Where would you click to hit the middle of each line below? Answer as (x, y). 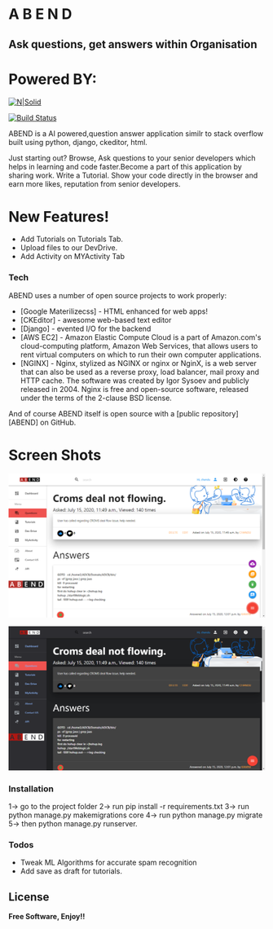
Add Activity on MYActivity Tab (72, 257)
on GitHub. (58, 422)
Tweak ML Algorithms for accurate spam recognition (108, 863)
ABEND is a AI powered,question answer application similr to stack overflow (136, 133)
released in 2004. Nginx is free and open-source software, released (134, 389)
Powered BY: (53, 79)
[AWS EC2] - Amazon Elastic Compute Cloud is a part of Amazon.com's (141, 337)
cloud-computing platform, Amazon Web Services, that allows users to (139, 346)
